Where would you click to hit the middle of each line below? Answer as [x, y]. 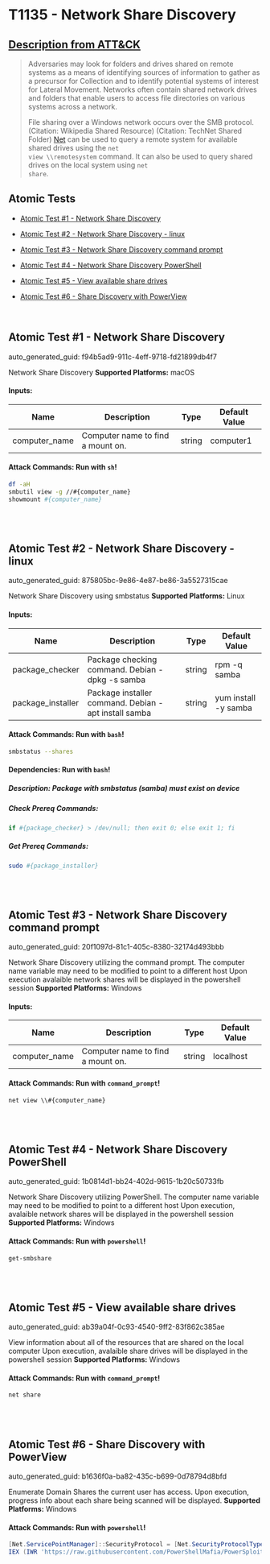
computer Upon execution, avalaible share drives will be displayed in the [128, 1351]
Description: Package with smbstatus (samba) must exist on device [124, 788]
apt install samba [119, 713]
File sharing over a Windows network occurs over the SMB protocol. [141, 122]
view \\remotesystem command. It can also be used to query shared [140, 156]
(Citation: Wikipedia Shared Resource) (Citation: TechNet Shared [135, 131]
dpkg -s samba [117, 680]
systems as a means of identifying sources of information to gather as [144, 72]
